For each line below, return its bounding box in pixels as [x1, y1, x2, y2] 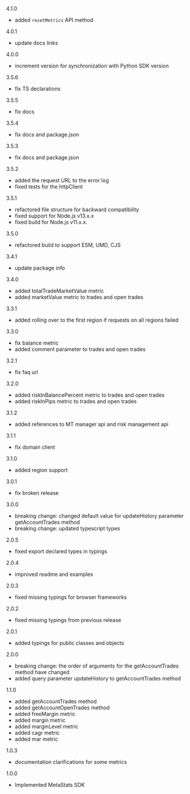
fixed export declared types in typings [14, 548, 107, 555]
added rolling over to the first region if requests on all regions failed [14, 316, 179, 323]
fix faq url [14, 369, 38, 375]
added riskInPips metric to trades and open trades [14, 398, 137, 404]
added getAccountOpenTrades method [14, 704, 110, 711]
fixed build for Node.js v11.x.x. [14, 219, 87, 225]
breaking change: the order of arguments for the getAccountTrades [14, 662, 179, 669]
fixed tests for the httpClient [14, 183, 83, 190]
